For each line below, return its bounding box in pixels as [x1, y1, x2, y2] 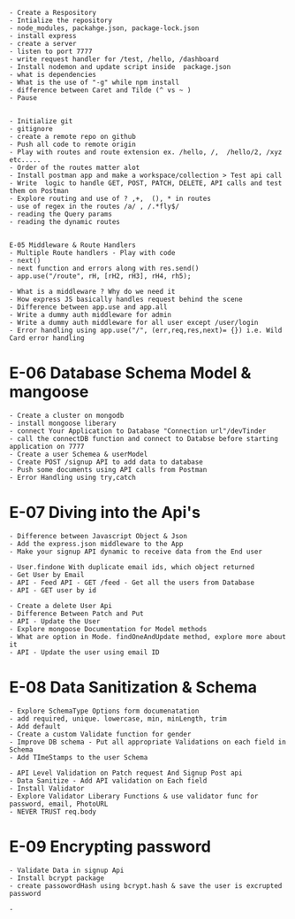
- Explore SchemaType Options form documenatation [9, 707, 200, 715]
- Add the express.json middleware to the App [9, 539, 184, 548]
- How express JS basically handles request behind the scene [9, 295, 243, 304]
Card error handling [9, 334, 86, 343]
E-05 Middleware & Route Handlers [9, 241, 137, 250]
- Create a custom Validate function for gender [9, 730, 192, 738]
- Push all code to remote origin [9, 140, 137, 149]
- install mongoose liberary [9, 419, 117, 428]
